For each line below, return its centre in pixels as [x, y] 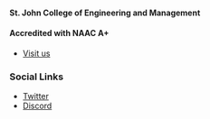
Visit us [36, 53]
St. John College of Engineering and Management [105, 13]
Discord [37, 106]
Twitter [36, 96]
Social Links [37, 77]
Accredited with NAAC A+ [59, 33]
